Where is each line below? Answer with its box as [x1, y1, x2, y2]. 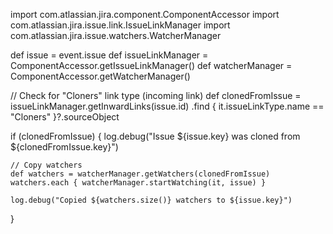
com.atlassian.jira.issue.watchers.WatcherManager [10, 30, 222, 41]
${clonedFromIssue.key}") [10, 141, 119, 153]
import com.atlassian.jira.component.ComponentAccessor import [10, 9, 280, 20]
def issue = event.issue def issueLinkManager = [10, 49, 209, 61]
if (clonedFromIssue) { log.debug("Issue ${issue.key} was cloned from [10, 130, 301, 142]
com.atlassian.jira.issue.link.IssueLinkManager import [10, 19, 231, 31]
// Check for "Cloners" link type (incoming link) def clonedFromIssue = [10, 90, 302, 101]
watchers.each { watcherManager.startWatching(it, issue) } [10, 178, 267, 188]
